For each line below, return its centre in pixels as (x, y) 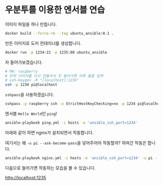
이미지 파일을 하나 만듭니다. (31, 24)
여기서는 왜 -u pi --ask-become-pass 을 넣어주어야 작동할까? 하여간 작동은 (76, 142)
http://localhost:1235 (26, 177)
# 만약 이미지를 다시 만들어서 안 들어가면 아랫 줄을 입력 (54, 76)
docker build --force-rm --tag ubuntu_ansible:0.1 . (59, 33)
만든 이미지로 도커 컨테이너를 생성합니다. (43, 43)
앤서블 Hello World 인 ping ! (31, 114)
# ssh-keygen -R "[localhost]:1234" (42, 80)
